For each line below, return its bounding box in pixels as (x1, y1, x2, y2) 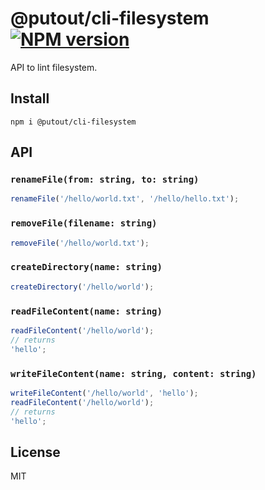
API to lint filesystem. (10, 61, 98, 73)
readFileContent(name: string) (10, 305, 163, 317)
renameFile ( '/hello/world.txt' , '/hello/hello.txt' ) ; (10, 194, 240, 204)
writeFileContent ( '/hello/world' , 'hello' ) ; (10, 388, 199, 398)
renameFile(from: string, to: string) (10, 174, 200, 186)
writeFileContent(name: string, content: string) (10, 368, 257, 379)
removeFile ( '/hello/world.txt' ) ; (10, 238, 150, 248)
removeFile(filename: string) (10, 218, 158, 229)
